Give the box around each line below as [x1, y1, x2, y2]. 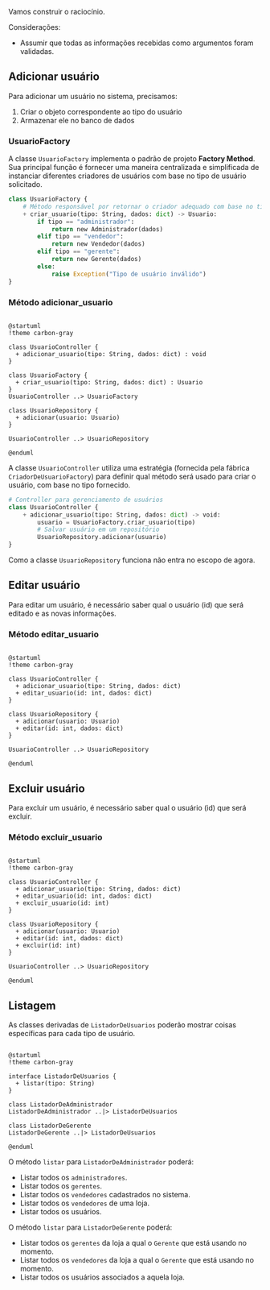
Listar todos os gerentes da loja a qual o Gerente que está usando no [19, 1238, 247, 1248]
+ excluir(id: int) [15, 942, 81, 950]
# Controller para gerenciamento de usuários [8, 496, 163, 504]
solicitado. [8, 180, 43, 189]
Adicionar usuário [8, 70, 100, 84]
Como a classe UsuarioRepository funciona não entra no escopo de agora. [8, 555, 256, 565]
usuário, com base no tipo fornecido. [8, 479, 131, 490]
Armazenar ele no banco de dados [19, 115, 135, 125]
